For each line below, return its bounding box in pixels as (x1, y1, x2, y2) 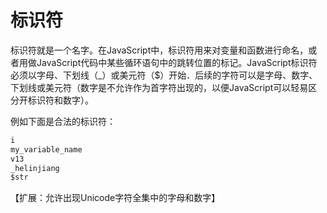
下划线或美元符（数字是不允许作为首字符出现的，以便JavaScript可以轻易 (10, 81, 309, 93)
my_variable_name (10, 144, 83, 155)
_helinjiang (10, 163, 60, 173)
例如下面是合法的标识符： (10, 115, 116, 127)
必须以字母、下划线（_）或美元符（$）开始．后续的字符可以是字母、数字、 (10, 69, 318, 81)
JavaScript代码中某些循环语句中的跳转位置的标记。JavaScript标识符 (36, 56, 318, 68)
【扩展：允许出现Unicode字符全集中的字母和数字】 (10, 192, 221, 204)
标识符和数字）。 (27, 94, 94, 106)
